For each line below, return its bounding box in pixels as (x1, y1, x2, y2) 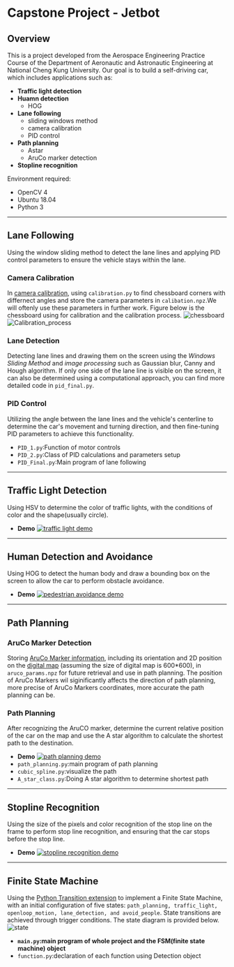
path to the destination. (7, 739, 74, 747)
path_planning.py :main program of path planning (17, 760, 158, 768)
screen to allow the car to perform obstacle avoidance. (7, 577, 165, 585)
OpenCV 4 (17, 188, 48, 196)
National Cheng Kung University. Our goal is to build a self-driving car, (7, 66, 209, 74)
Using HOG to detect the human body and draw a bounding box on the (7, 569, 210, 578)
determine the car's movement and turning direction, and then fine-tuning (7, 422, 219, 430)
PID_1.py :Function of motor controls (17, 443, 120, 451)
